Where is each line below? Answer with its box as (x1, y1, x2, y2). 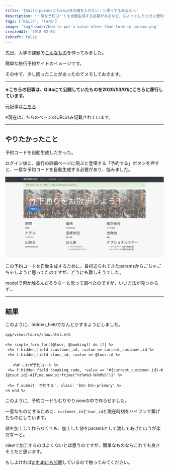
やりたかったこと (5, 135, 58, 143)
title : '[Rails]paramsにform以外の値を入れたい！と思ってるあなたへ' (5, 8, 139, 13)
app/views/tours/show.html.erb (5, 332, 71, 337)
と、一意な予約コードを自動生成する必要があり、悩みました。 (5, 166, 133, 172)
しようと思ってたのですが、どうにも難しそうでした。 (14, 269, 124, 275)
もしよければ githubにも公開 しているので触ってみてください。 (5, 459, 133, 465)
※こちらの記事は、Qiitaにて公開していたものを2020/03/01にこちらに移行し (5, 87, 163, 93)
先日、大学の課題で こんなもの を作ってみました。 (5, 50, 107, 55)
